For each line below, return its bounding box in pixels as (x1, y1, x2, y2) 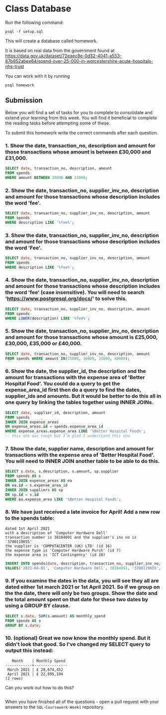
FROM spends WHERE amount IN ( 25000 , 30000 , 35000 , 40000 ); (5, 356, 130, 361)
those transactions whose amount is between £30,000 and (5, 148, 152, 155)
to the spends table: (5, 515, 55, 522)
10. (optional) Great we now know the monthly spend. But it (5, 635, 151, 642)
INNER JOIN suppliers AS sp (5, 487, 64, 492)
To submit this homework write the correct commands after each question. (5, 130, 158, 136)
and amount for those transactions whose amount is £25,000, (5, 334, 158, 341)
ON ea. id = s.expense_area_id (5, 483, 68, 488)
